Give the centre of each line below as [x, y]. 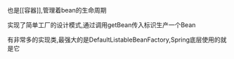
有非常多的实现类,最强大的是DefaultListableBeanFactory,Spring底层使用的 [114, 40]
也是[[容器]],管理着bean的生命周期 [57, 10]
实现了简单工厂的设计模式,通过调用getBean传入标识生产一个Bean [102, 25]
